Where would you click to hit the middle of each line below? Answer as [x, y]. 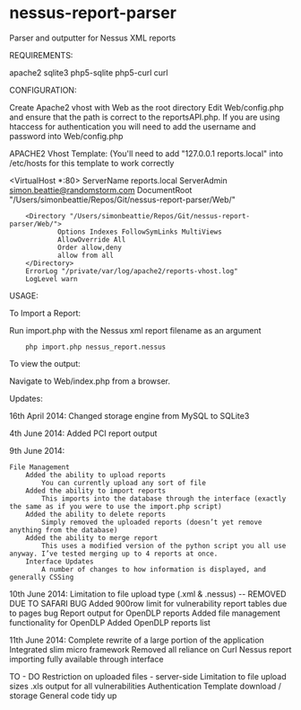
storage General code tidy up [63, 696]
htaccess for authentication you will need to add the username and [133, 126]
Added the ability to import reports [96, 491]
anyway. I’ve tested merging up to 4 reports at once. [114, 554]
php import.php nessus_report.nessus [96, 347]
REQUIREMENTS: [41, 55]
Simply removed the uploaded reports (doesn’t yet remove [152, 522]
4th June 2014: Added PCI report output [83, 433]
